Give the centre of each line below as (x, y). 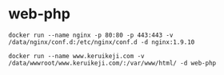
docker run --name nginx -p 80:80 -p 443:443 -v (91, 35)
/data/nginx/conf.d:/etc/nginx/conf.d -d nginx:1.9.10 (102, 42)
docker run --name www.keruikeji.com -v (77, 56)
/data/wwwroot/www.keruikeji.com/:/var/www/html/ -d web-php (112, 63)
